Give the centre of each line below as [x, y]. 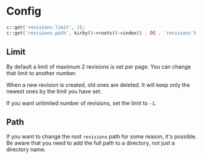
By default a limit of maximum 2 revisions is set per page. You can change [98, 66]
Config [24, 11]
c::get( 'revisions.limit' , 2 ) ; [46, 27]
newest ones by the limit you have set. [54, 91]
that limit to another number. [42, 73]
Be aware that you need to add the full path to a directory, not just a [91, 143]
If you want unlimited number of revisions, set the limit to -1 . [81, 103]
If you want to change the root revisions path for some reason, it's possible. [101, 137]
